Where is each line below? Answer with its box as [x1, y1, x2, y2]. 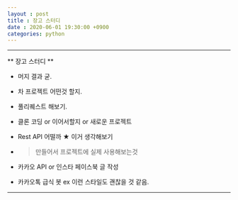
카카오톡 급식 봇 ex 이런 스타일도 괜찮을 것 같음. [17, 178, 149, 187]
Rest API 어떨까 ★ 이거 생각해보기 [17, 133, 113, 141]
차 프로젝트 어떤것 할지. [17, 87, 83, 96]
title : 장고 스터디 [7, 17, 61, 24]
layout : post [7, 10, 50, 18]
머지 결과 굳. [17, 72, 52, 81]
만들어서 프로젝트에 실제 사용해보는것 [35, 148, 138, 156]
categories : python [7, 30, 65, 38]
